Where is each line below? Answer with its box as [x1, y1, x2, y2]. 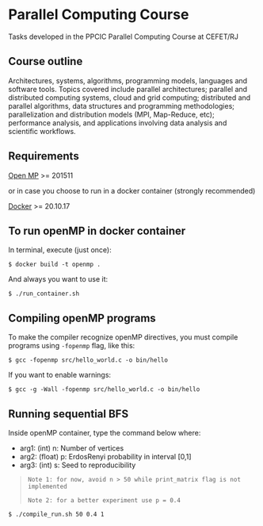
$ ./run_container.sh [8, 290, 80, 298]
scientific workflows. [8, 126, 77, 136]
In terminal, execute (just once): [8, 245, 112, 255]
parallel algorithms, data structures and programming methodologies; [8, 101, 235, 110]
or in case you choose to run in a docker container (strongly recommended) [8, 186, 256, 195]
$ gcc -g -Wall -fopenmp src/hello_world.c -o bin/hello [8, 386, 200, 394]
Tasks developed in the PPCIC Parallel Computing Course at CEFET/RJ [8, 32, 239, 41]
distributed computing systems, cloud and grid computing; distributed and [8, 93, 251, 102]
